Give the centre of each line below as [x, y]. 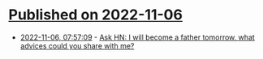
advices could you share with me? [77, 45]
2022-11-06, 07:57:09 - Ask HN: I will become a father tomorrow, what [138, 37]
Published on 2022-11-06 [95, 15]
